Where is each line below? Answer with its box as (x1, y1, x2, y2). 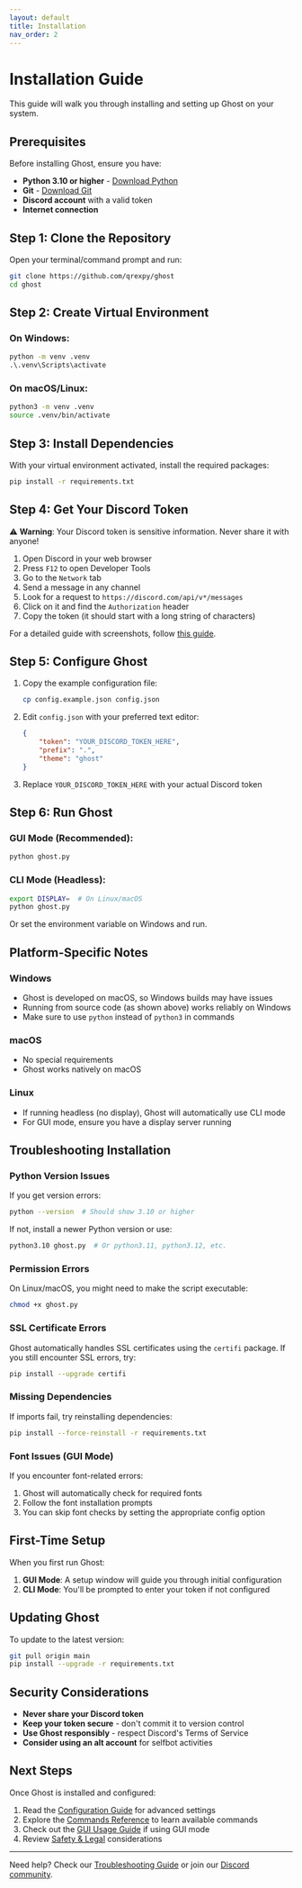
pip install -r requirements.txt (9, 477, 135, 486)
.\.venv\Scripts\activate (9, 361, 106, 370)
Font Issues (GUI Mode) (9, 1449, 114, 1462)
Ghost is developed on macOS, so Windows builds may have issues (22, 993, 273, 1003)
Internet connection (22, 204, 99, 215)
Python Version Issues (9, 1169, 111, 1182)
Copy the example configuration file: (22, 677, 158, 689)
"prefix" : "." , (39, 746, 96, 755)
